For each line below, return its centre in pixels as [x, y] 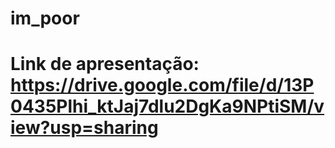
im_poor [45, 18]
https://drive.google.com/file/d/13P [162, 85]
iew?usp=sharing [84, 128]
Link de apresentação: [105, 64]
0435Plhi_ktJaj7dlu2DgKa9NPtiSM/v [167, 106]
